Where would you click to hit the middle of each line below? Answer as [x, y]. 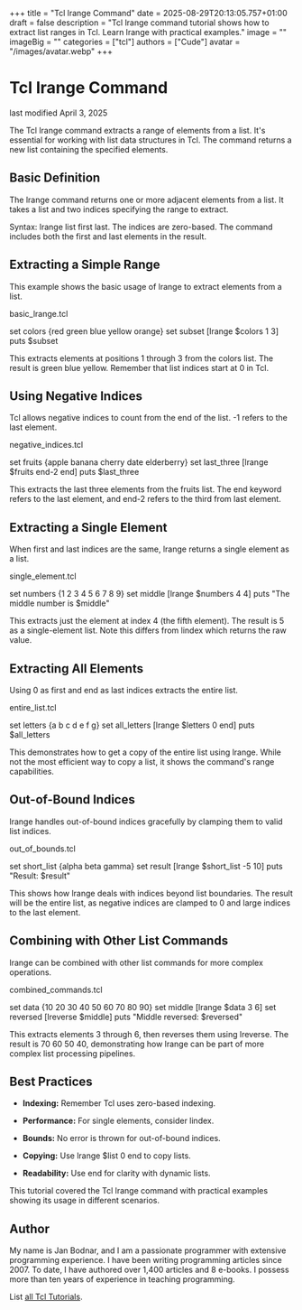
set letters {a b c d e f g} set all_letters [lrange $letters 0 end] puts [132, 725]
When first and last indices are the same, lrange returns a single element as [150, 549]
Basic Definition [55, 178]
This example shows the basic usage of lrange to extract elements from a [146, 286]
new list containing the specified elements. [89, 149]
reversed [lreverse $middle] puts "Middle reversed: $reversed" [126, 1017]
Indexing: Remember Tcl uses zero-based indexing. [119, 1103]
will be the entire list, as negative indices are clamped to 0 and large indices [150, 903]
